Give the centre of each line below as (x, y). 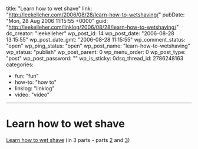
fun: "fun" (27, 76)
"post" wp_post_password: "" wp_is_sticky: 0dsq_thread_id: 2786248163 (95, 58)
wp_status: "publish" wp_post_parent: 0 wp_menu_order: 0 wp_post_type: (96, 52)
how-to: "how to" (36, 82)
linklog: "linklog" (34, 88)
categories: (20, 65)
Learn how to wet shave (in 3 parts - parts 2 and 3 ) (68, 140)
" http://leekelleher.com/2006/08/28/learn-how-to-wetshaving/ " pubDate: (95, 15)
